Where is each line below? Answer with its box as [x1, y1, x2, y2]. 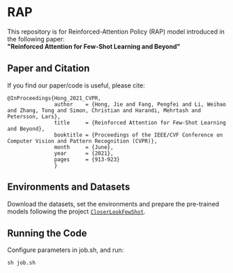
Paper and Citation [7, 62, 90, 74]
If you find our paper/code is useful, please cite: [7, 81, 145, 90]
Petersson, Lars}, [7, 113, 61, 120]
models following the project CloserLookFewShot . [7, 207, 146, 216]
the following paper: [7, 34, 65, 43]
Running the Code [7, 227, 87, 239]
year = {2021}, [54, 150, 114, 157]
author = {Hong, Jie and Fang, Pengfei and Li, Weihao [54, 101, 227, 108]
